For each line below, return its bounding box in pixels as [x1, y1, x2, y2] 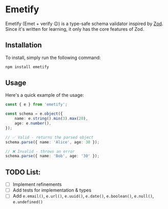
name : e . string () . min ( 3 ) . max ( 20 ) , [14, 116, 88, 121]
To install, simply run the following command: [5, 54, 101, 60]
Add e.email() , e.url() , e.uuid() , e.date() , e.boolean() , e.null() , [12, 193, 154, 199]
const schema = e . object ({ [5, 111, 63, 116]
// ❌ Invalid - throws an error [5, 149, 75, 154]
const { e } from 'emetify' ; [5, 102, 68, 107]
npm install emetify [5, 64, 50, 70]
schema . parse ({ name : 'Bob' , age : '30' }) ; [5, 154, 100, 159]
